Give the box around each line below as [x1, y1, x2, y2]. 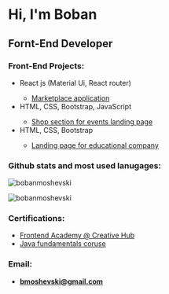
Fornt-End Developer [8, 37, 113, 50]
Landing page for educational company [31, 140, 160, 150]
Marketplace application [31, 93, 110, 103]
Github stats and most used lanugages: [8, 160, 161, 171]
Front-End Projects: [8, 61, 85, 72]
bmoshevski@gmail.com [19, 277, 104, 286]
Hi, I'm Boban [8, 6, 97, 24]
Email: [8, 259, 33, 270]
